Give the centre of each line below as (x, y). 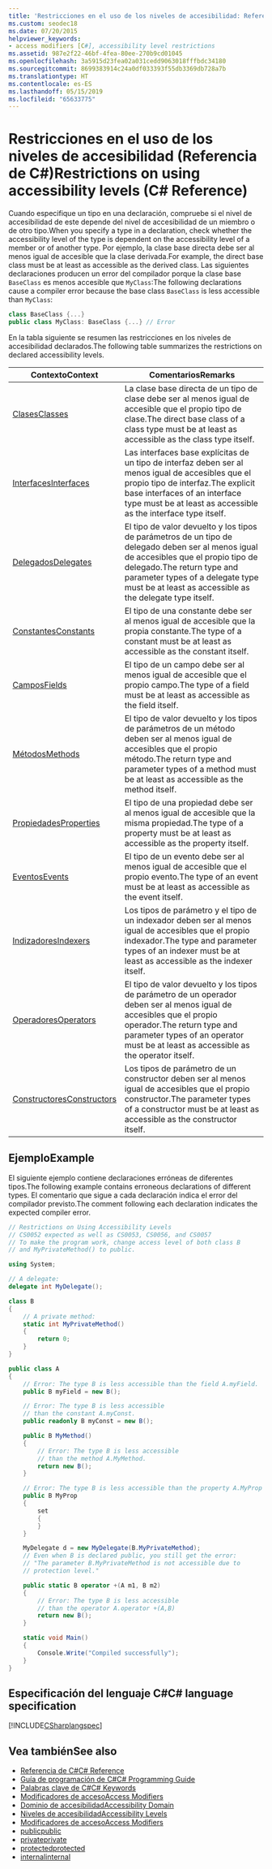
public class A (34, 1369)
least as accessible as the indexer (189, 960)
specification (42, 1706)
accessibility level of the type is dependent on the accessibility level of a (129, 240)
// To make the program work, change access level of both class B (125, 1242)
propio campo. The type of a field (187, 684)
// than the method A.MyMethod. (92, 1458)
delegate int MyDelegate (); (56, 1287)
